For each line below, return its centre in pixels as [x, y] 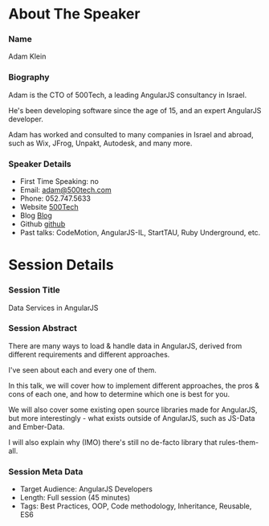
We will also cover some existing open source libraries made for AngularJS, [133, 410]
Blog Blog [36, 216]
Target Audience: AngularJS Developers [86, 489]
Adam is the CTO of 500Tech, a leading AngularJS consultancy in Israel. [128, 95]
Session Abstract [43, 328]
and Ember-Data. [37, 426]
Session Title [34, 290]
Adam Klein [27, 56]
